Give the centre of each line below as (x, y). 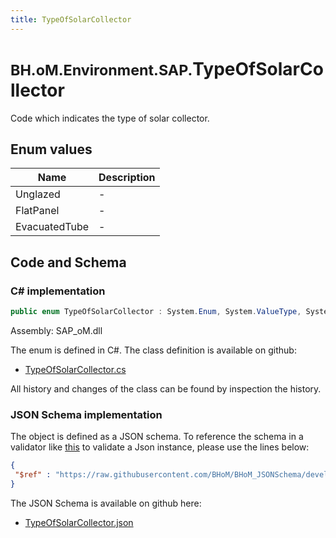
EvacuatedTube (52, 227)
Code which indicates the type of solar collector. (110, 118)
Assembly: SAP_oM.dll (56, 330)
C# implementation (58, 291)
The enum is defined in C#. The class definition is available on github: (153, 350)
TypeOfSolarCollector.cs (75, 369)
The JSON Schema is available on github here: (106, 503)
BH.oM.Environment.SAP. (101, 70)
